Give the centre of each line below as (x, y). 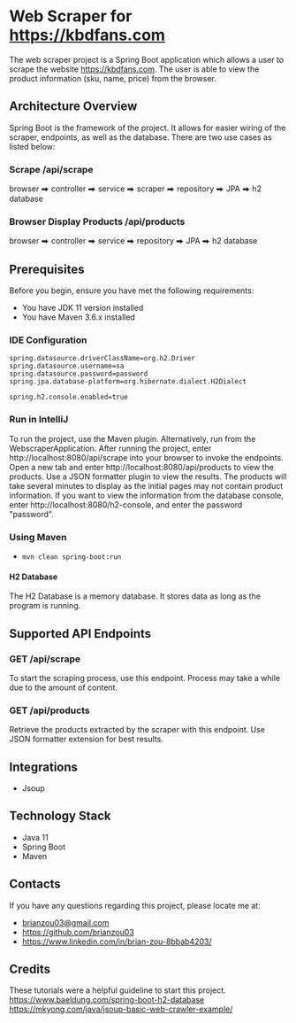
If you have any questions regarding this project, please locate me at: (135, 905)
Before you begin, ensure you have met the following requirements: (132, 291)
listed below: (32, 146)
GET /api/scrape (45, 659)
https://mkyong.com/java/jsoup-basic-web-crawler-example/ (121, 1009)
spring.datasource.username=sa (67, 366)
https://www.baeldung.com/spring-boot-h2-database (107, 1000)
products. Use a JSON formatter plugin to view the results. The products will (148, 477)
